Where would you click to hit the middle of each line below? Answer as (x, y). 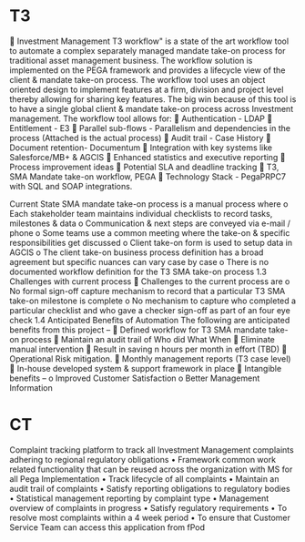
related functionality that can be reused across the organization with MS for (151, 469)
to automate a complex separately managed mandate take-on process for (147, 50)
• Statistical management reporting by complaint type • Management (139, 498)
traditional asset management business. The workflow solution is (131, 60)
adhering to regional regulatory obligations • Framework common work (142, 459)
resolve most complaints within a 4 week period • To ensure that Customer (150, 517)
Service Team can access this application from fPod (107, 527)
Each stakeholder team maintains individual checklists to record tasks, (141, 213)
